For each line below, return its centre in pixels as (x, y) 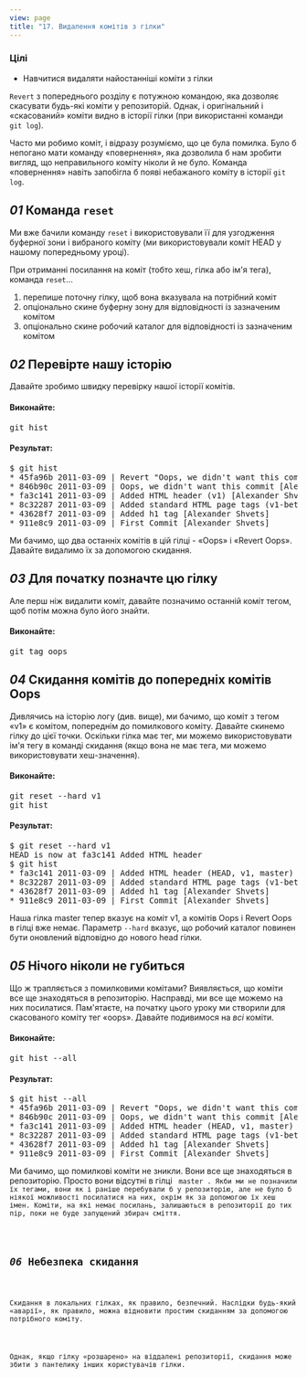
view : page (30, 18)
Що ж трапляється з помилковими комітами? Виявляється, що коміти (146, 988)
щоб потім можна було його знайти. (79, 610)
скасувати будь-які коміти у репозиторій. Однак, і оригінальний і (137, 105)
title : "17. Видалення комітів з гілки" (88, 26)
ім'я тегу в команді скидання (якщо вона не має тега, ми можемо (138, 745)
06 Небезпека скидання (74, 1262)
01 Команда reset (62, 211)
